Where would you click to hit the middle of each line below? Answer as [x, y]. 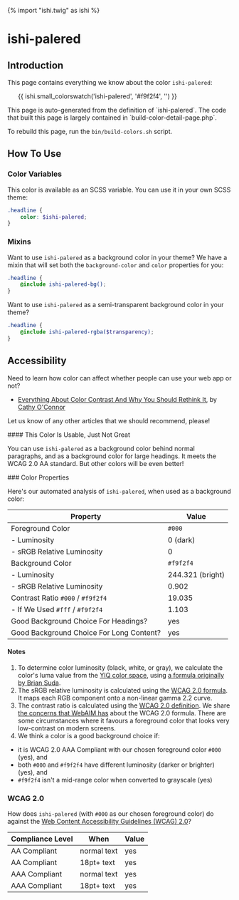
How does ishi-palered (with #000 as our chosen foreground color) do [111, 814]
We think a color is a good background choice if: [89, 735]
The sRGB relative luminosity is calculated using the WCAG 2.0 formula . [123, 690]
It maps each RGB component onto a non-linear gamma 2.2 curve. [115, 698]
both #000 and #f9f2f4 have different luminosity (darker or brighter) [116, 765]
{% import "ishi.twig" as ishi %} [54, 10]
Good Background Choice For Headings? [79, 621]
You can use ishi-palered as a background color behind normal [101, 448]
